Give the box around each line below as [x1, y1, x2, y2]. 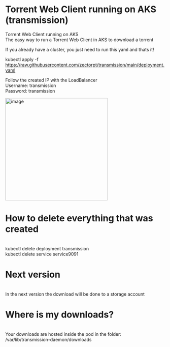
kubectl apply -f [5, 56, 39, 62]
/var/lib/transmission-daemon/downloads [5, 336, 92, 342]
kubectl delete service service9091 [5, 251, 79, 257]
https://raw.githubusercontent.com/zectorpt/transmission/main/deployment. [5, 62, 165, 68]
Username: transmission [5, 82, 56, 89]
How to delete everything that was [5, 213, 153, 224]
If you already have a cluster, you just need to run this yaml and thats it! [5, 46, 154, 52]
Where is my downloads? [5, 309, 114, 320]
